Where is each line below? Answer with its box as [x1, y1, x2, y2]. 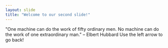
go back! [5, 36, 24, 43]
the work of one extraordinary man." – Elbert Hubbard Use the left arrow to [5, 31, 163, 37]
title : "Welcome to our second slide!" [5, 12, 91, 17]
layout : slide [5, 7, 36, 13]
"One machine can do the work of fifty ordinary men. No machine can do [5, 26, 159, 32]
